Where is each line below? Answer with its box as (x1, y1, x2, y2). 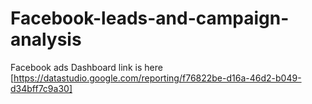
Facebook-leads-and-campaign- (10, 7, 290, 30)
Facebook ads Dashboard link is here (10, 61, 163, 73)
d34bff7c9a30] (10, 82, 73, 94)
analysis (10, 28, 82, 51)
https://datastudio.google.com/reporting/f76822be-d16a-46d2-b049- (13, 72, 302, 84)
